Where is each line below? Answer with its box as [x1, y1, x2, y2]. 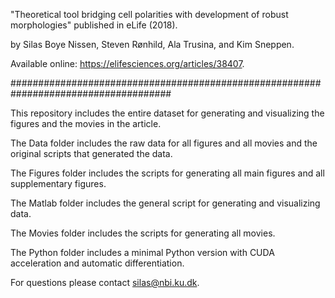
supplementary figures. [10, 178, 107, 189]
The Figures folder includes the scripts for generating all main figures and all [10, 167, 325, 179]
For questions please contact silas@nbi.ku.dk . [10, 277, 200, 288]
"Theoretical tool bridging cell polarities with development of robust [10, 9, 289, 20]
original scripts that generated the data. [10, 148, 173, 159]
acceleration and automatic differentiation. [10, 257, 185, 269]
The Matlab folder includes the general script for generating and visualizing [10, 197, 321, 209]
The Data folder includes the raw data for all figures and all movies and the [10, 137, 318, 149]
